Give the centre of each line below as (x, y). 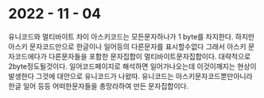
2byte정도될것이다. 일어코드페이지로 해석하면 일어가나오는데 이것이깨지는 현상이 (132, 66)
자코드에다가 (28, 56)
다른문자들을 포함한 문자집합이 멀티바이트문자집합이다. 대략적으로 (150, 56)
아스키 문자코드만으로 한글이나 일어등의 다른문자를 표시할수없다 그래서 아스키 (127, 46)
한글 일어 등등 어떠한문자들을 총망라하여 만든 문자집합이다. (99, 86)
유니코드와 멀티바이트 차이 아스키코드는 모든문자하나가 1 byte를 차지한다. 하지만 (132, 36)
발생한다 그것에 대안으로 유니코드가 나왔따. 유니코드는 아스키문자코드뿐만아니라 (130, 76)
